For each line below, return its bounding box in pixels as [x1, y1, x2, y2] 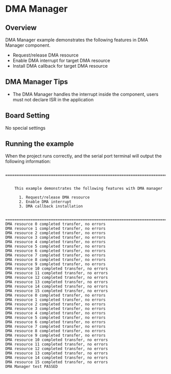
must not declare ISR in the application [12, 96, 94, 102]
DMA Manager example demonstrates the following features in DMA [5, 37, 149, 43]
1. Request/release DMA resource [18, 195, 90, 200]
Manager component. [5, 42, 51, 48]
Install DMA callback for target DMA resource [12, 63, 108, 69]
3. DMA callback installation [18, 204, 83, 209]
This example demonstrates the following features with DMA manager [14, 186, 163, 191]
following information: [5, 158, 51, 164]
